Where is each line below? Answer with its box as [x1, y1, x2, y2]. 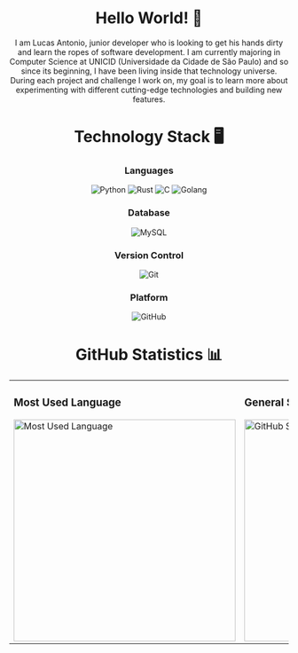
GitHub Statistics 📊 [74, 344, 223, 365]
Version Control [114, 248, 184, 261]
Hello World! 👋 [95, 8, 203, 28]
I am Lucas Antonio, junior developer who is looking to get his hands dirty [14, 37, 284, 48]
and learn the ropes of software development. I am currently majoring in [17, 46, 281, 57]
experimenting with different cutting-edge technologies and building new [15, 84, 283, 95]
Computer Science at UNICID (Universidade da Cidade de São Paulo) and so [9, 56, 289, 67]
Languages [123, 164, 175, 177]
